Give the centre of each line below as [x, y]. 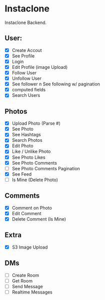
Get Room [22, 281]
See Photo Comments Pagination [46, 168]
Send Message [27, 286]
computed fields [29, 90]
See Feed [22, 174]
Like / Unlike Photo [31, 151]
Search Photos [27, 140]
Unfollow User [27, 78]
